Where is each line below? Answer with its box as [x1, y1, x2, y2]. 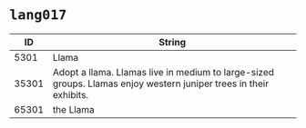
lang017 [9, 6, 67, 24]
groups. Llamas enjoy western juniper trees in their [52, 77, 270, 90]
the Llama [52, 103, 96, 115]
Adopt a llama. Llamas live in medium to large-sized [52, 65, 275, 78]
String [158, 35, 187, 48]
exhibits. [52, 88, 89, 101]
